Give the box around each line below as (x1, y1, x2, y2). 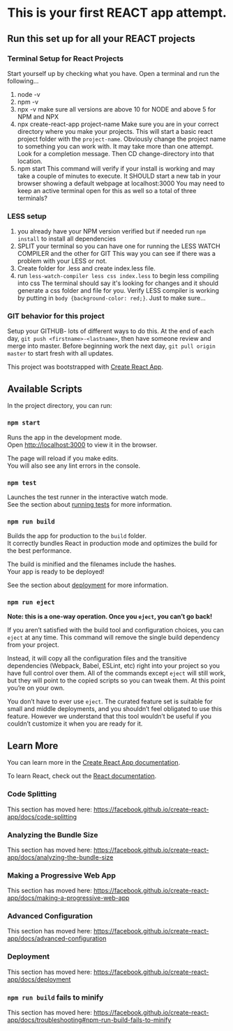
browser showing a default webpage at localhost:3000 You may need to (17, 179, 225, 188)
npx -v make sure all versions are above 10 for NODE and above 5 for (17, 105, 216, 113)
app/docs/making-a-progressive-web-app (7, 894, 130, 902)
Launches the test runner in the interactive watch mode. (7, 493, 169, 501)
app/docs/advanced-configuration (7, 934, 107, 942)
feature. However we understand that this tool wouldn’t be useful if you (7, 712, 211, 721)
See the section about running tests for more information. (7, 500, 172, 508)
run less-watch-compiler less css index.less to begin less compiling (17, 272, 219, 280)
